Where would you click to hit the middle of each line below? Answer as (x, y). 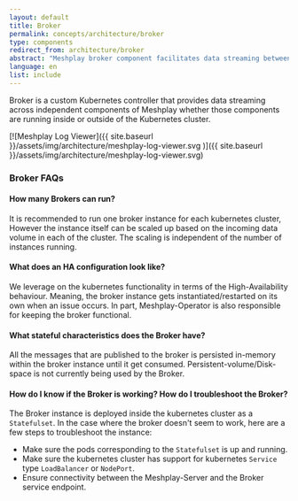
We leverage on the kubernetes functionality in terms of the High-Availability (149, 287)
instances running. (43, 247)
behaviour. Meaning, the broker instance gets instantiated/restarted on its (143, 297)
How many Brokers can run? (62, 199)
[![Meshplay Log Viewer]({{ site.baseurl (81, 136)
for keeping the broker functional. (71, 315)
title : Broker (35, 26)
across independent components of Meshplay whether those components (145, 109)
